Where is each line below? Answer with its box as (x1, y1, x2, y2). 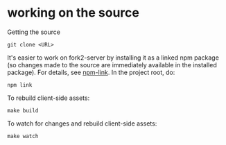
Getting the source (7, 28, 61, 36)
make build (7, 107, 39, 114)
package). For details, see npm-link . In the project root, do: (7, 68, 175, 76)
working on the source (7, 5, 140, 21)
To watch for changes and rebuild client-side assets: (7, 119, 157, 128)
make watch (7, 133, 39, 139)
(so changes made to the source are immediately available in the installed (7, 60, 217, 69)
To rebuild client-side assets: (7, 94, 90, 102)
